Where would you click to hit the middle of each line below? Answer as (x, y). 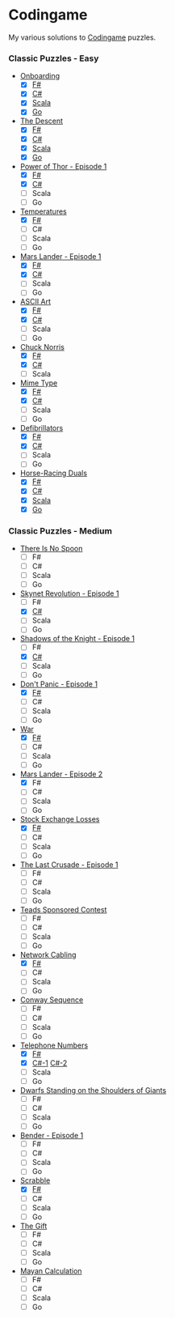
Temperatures (43, 211)
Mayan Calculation (51, 1271)
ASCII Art (35, 302)
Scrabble (35, 1180)
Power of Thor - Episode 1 (63, 166)
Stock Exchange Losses (60, 819)
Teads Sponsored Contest (63, 909)
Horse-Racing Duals (53, 473)
